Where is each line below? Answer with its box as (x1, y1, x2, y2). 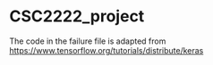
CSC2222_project (9, 6, 145, 27)
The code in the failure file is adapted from (9, 36, 166, 46)
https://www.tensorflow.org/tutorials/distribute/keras (9, 45, 204, 55)
